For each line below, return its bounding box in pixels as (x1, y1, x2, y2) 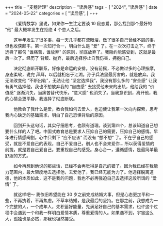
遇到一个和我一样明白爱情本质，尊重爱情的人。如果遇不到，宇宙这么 (17, 210, 154, 215)
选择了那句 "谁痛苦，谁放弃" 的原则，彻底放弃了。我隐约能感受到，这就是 (5, 49, 152, 55)
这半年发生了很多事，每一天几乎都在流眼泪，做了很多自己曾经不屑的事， (14, 37, 158, 43)
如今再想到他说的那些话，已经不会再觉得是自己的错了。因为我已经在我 (14, 163, 154, 169)
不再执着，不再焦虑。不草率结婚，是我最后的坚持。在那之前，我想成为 (13, 198, 154, 203)
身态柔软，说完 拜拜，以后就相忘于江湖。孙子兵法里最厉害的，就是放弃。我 (5, 72, 155, 77)
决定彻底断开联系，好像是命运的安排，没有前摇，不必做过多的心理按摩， (14, 65, 158, 71)
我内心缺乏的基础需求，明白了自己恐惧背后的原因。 (5, 112, 107, 118)
